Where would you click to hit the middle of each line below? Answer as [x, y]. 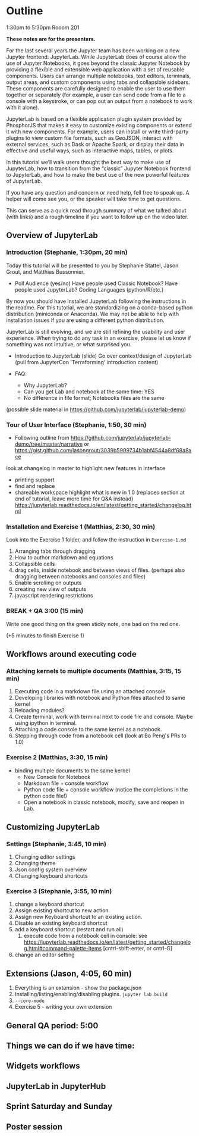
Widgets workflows [43, 1066]
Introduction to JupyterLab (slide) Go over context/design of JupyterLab [103, 356]
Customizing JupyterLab [53, 827]
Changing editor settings [45, 857]
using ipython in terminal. [46, 723]
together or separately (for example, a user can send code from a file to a [96, 95]
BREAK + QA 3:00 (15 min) [45, 611]
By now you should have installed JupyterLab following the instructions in [96, 301]
